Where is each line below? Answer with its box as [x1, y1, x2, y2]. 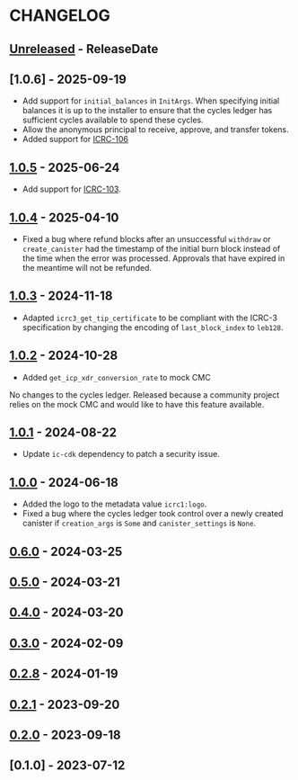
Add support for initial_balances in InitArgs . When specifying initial [22, 95, 280, 106]
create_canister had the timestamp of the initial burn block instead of [22, 244, 281, 255]
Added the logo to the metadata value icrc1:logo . [22, 498, 207, 509]
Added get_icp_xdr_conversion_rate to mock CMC [22, 372, 211, 382]
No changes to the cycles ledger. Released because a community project [9, 389, 280, 400]
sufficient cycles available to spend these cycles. [22, 114, 204, 126]
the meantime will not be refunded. [22, 263, 153, 273]
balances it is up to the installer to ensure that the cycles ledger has [22, 105, 273, 116]
